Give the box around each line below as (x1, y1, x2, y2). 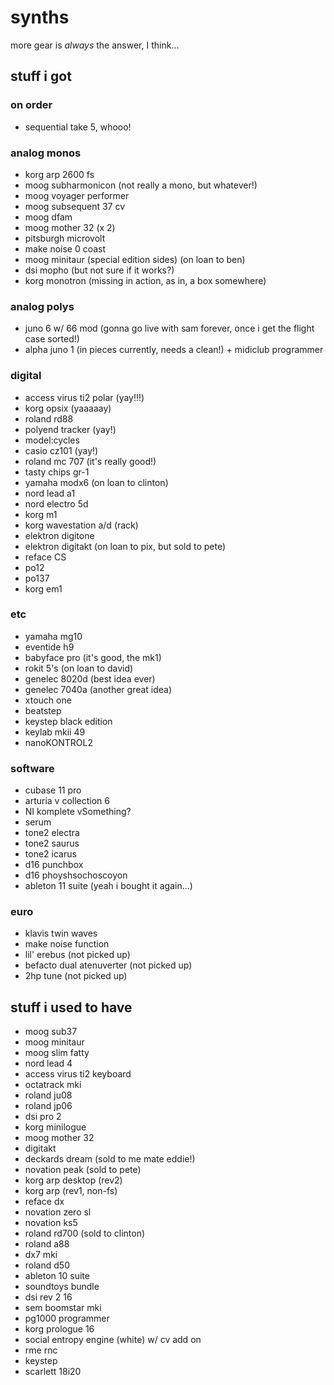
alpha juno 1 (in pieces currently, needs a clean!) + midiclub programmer (24, 344, 324, 356)
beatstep (24, 704, 62, 716)
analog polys (10, 299, 75, 313)
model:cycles (24, 434, 80, 446)
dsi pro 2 (24, 1111, 62, 1123)
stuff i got (10, 68, 72, 85)
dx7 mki (24, 1249, 58, 1261)
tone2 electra (24, 827, 80, 839)
